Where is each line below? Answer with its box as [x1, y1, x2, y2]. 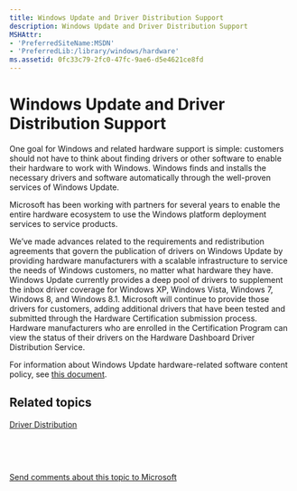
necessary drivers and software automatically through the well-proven [9, 172, 272, 183]
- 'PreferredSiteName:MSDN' [9, 38, 116, 48]
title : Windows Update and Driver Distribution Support [9, 13, 224, 23]
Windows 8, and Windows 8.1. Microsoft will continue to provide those [9, 293, 270, 304]
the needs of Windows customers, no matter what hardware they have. [9, 264, 274, 276]
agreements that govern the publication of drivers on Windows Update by [9, 245, 283, 256]
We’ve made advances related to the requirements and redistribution [9, 236, 265, 247]
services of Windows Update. [9, 182, 120, 193]
